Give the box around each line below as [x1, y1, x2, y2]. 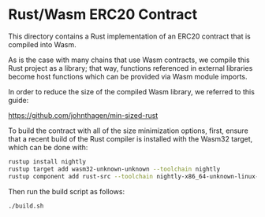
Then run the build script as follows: [8, 186, 125, 196]
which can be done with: [8, 142, 88, 152]
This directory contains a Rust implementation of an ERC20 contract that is [8, 31, 251, 41]
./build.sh [8, 202, 44, 210]
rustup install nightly [8, 157, 87, 166]
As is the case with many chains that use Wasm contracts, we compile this [8, 55, 250, 64]
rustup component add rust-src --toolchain [8, 172, 154, 180]
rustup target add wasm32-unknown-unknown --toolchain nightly [8, 165, 221, 173]
